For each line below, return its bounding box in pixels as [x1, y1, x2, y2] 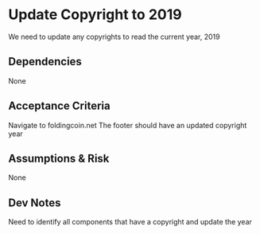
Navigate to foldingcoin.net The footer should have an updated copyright [8, 120, 247, 130]
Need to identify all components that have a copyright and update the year [8, 217, 253, 227]
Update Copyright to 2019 [8, 6, 182, 24]
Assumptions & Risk [8, 151, 110, 165]
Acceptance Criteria [8, 99, 111, 113]
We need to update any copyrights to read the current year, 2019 [8, 32, 220, 41]
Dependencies [8, 55, 82, 68]
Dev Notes [8, 196, 61, 209]
